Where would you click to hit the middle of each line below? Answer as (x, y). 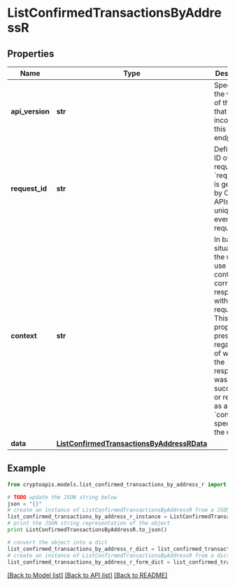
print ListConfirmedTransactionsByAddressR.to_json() (87, 530)
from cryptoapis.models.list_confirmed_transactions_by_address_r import (117, 484)
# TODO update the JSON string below (62, 497)
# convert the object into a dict (58, 542)
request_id (29, 189)
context (24, 336)
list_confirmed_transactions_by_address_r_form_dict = (89, 562)
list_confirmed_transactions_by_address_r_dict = (81, 549)
